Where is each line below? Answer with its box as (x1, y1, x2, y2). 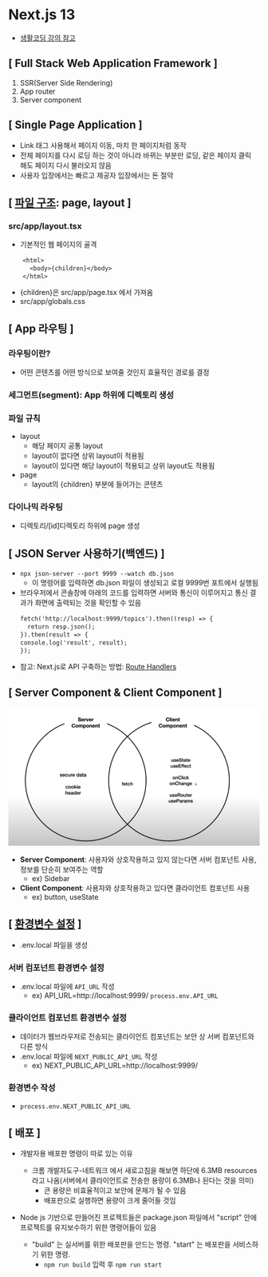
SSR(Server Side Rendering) (19, 78, 113, 87)
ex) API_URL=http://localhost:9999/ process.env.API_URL (31, 991, 219, 1000)
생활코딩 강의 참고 (19, 33, 76, 42)
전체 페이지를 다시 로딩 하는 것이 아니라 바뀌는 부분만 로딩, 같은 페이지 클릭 (19, 150, 252, 160)
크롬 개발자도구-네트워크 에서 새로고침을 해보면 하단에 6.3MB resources (31, 1166, 258, 1175)
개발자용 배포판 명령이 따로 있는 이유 (19, 1149, 133, 1159)
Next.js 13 (8, 6, 76, 24)
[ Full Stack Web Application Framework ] (8, 57, 218, 70)
